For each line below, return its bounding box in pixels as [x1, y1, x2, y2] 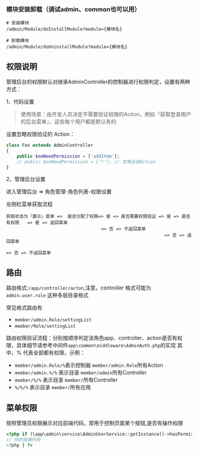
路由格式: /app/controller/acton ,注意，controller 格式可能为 [6, 284, 151, 291]
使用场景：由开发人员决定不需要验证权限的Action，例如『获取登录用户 [20, 111, 192, 118]
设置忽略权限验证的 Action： [6, 131, 75, 138]
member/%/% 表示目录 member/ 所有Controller [14, 376, 118, 384]
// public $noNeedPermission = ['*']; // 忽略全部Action [16, 159, 156, 165]
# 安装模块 [6, 20, 29, 26]
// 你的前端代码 [6, 436, 41, 443]
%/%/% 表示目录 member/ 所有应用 [14, 384, 91, 391]
